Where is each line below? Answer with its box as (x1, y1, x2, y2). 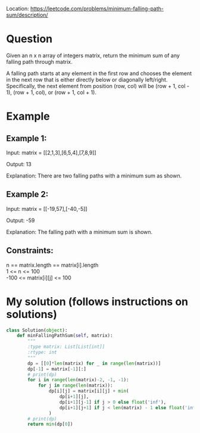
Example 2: (6, 189, 49, 200)
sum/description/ (6, 11, 49, 18)
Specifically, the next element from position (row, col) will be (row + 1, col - (6, 82, 189, 89)
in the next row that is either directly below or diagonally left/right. (6, 76, 168, 83)
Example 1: (6, 133, 47, 144)
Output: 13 (6, 160, 32, 167)
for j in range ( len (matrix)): (37, 382, 113, 389)
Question (6, 32, 52, 46)
